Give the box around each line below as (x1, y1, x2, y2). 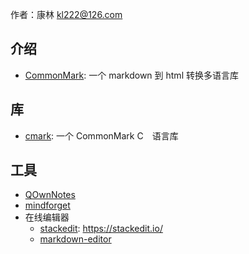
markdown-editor (39, 233, 112, 245)
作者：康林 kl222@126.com (10, 9, 123, 20)
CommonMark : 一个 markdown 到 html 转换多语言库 (24, 69, 239, 81)
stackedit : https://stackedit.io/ (39, 223, 163, 235)
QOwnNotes (24, 189, 76, 201)
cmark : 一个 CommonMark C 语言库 (24, 129, 179, 142)
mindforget (24, 199, 71, 212)
